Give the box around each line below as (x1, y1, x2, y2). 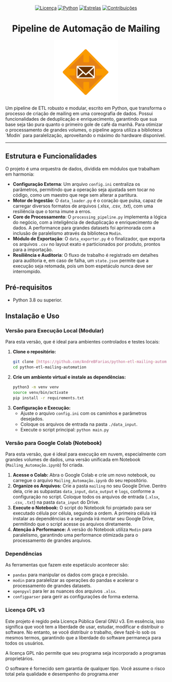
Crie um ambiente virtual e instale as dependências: (12, 374, 126, 380)
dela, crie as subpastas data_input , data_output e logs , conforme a (12, 488, 155, 494)
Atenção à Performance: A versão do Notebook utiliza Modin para (12, 526, 152, 533)
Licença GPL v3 (5, 607, 45, 614)
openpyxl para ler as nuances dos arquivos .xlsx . (12, 588, 117, 594)
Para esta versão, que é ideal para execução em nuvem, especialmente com (5, 451, 166, 457)
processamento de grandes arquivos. (12, 537, 92, 543)
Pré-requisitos (5, 283, 53, 292)
